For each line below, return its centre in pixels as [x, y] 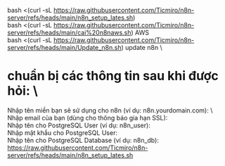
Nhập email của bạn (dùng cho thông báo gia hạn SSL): [88, 117]
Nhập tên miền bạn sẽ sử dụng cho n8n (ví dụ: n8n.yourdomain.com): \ [110, 110]
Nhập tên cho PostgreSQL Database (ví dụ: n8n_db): [83, 140]
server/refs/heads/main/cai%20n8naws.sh [69, 32]
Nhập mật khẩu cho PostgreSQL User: [63, 132]
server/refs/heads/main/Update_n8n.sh [64, 47]
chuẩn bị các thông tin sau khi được [113, 76]
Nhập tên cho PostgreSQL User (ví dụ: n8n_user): [79, 125]
